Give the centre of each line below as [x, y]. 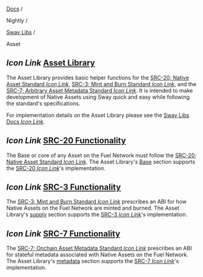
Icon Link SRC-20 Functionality [66, 141]
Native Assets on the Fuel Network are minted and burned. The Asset [93, 208]
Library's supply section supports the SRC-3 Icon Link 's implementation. [97, 215]
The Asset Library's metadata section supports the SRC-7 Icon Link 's [93, 261]
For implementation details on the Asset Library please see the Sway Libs [98, 115]
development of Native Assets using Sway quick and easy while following [98, 97]
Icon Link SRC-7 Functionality [63, 234]
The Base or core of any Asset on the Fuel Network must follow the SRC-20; [101, 155]
